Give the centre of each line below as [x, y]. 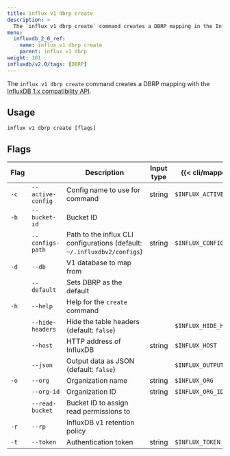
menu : [15, 32]
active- [44, 195]
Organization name [97, 381]
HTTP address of [94, 341]
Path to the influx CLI [100, 234]
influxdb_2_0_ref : [40, 39]
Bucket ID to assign [97, 403]
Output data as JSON [100, 361]
